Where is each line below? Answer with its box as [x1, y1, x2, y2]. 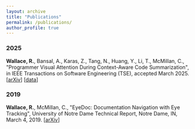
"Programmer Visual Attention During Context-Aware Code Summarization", [6, 64, 189, 71]
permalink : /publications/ [6, 19, 72, 25]
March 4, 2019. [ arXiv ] [6, 116, 60, 123]
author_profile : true [6, 25, 59, 31]
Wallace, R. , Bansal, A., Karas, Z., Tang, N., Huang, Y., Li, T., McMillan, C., [6, 57, 185, 64]
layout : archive [6, 8, 46, 15]
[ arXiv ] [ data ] [6, 76, 39, 83]
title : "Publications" [6, 14, 62, 20]
